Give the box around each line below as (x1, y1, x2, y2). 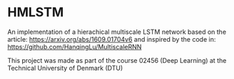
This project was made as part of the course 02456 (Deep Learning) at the (7, 56, 227, 64)
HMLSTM (7, 4, 64, 20)
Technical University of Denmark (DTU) (7, 63, 123, 72)
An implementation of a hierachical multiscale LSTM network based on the (7, 28, 227, 36)
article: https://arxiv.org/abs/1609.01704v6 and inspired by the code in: (7, 35, 216, 43)
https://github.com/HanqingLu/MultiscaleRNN (7, 42, 142, 51)
